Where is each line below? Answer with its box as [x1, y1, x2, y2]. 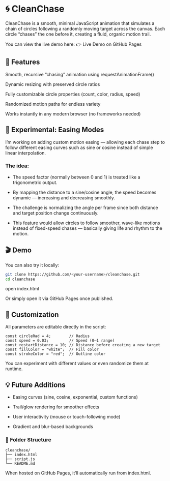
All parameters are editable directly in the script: [5, 324, 106, 330]
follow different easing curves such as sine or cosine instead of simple [5, 144, 153, 151]
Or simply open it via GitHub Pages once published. [5, 295, 114, 302]
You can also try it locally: [5, 262, 60, 268]
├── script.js [5, 457, 36, 462]
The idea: [5, 162, 30, 169]
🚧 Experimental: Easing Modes [5, 126, 104, 134]
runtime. [5, 366, 23, 372]
